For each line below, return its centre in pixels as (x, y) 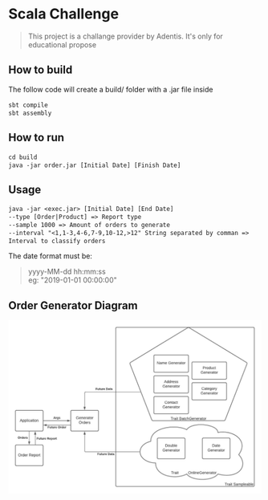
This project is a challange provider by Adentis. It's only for (125, 36)
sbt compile (28, 105)
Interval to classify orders (57, 242)
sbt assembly (30, 113)
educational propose (62, 44)
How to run (37, 138)
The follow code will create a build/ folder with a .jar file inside (111, 89)
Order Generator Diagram (73, 305)
